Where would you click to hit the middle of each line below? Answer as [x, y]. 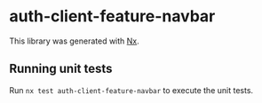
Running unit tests [61, 69]
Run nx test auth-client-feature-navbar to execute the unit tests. [131, 90]
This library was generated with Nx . [74, 41]
